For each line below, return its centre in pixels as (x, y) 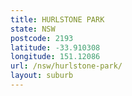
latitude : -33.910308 (55, 47)
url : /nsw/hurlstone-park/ (66, 66)
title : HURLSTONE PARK (57, 19)
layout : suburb (42, 76)
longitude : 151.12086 (55, 57)
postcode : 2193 (42, 38)
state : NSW (33, 29)
